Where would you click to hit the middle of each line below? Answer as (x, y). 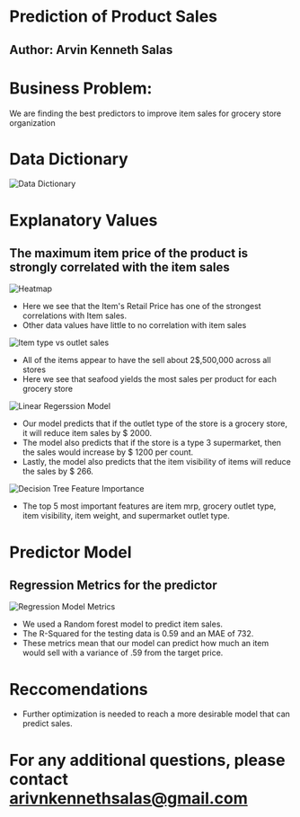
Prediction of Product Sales (114, 17)
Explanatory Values (84, 220)
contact (39, 779)
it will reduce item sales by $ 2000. (87, 433)
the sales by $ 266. (58, 471)
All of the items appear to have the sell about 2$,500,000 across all (146, 360)
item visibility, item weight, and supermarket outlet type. (126, 516)
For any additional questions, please (147, 760)
